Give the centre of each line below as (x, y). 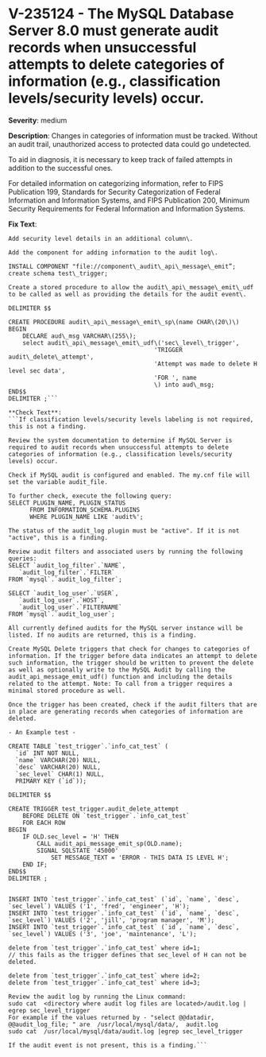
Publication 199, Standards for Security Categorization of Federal (114, 192)
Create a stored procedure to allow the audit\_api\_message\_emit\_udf (131, 287)
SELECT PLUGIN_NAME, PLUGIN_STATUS (67, 503)
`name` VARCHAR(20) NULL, (58, 760)
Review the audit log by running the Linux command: (97, 997)
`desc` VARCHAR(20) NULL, (58, 767)
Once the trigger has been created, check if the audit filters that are (133, 704)
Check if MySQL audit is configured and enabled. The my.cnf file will (129, 475)
